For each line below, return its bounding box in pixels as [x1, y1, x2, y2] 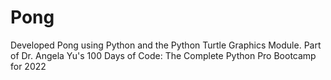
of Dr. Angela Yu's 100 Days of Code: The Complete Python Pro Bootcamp [10, 49, 317, 61]
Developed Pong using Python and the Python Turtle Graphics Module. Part [10, 39, 322, 51]
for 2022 [10, 60, 47, 72]
